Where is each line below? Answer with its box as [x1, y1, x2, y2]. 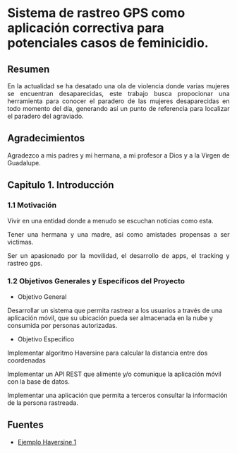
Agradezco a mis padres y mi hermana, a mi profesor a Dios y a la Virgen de [7, 151, 230, 160]
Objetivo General [17, 292, 67, 301]
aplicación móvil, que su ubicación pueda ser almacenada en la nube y [7, 313, 213, 322]
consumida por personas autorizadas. [7, 321, 118, 329]
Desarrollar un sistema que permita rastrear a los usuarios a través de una [7, 306, 223, 314]
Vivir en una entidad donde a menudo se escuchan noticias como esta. [7, 216, 214, 225]
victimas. [7, 237, 34, 246]
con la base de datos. [7, 377, 71, 386]
